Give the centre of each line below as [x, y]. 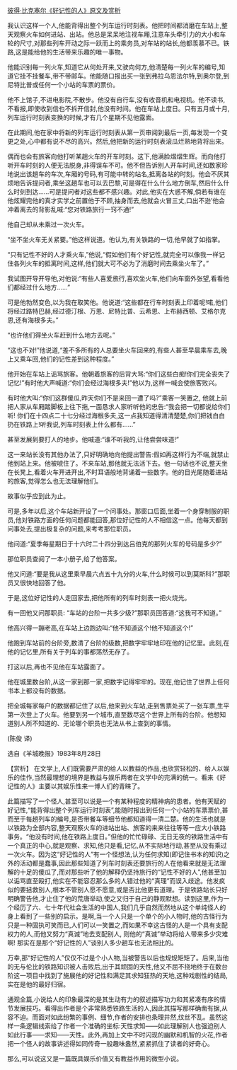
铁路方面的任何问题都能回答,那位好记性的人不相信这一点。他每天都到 [128, 520]
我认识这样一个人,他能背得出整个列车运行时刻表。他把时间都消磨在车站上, [115, 25]
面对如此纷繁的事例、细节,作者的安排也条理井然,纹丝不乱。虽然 [130, 1017]
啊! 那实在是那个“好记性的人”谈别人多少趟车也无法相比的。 [93, 943]
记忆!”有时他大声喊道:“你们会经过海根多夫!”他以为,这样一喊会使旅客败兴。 [114, 383]
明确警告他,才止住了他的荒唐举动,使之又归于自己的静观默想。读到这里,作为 [116, 898]
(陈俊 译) [20, 738]
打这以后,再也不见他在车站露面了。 [58, 667]
